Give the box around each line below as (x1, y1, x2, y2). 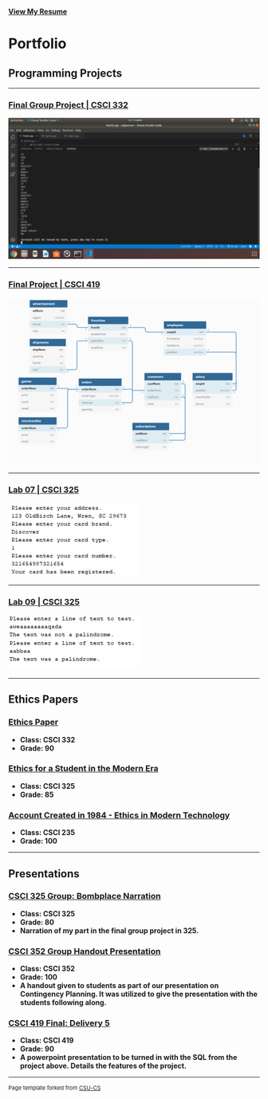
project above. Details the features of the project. (19, 1061, 187, 1071)
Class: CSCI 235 (19, 828, 76, 837)
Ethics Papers (8, 693, 78, 707)
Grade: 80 (19, 917, 54, 927)
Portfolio (8, 35, 67, 53)
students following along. (19, 998, 107, 1007)
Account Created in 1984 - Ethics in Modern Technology (8, 809, 231, 821)
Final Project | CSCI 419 (8, 279, 101, 290)
